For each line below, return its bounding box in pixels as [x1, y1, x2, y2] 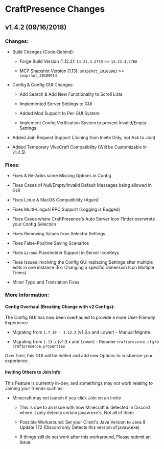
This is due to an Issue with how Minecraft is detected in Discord [19, 404, 150, 410]
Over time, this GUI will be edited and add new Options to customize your [5, 353, 153, 359]
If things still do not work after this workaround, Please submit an [19, 434, 151, 440]
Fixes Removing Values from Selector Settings [12, 231, 106, 237]
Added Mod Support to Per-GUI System [19, 110, 100, 116]
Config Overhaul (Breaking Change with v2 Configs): [5, 304, 115, 309]
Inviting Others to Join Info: [5, 369, 62, 375]
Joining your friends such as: [5, 385, 64, 391]
